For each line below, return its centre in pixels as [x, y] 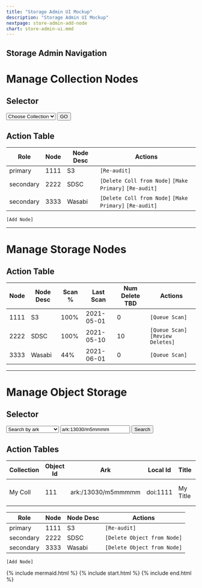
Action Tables [32, 449]
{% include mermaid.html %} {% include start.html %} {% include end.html [99, 573]
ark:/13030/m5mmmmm [106, 492]
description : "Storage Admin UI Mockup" [58, 17]
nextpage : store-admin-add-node [47, 23]
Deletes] [163, 342]
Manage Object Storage [67, 392]
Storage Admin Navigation [57, 53]
